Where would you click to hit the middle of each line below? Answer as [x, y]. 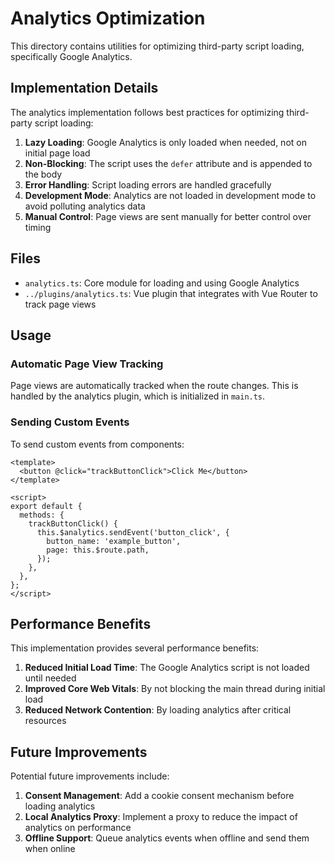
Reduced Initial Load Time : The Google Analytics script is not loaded [167, 668]
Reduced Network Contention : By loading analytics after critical [158, 710]
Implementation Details [84, 88]
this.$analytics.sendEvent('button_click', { [133, 532]
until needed [50, 678]
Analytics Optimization [108, 18]
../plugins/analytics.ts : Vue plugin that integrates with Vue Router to [171, 293]
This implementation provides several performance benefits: [135, 648]
